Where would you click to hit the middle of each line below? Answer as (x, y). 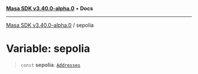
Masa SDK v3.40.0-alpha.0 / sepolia (50, 25)
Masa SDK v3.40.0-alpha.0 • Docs (49, 8)
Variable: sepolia (48, 49)
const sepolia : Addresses (50, 65)
